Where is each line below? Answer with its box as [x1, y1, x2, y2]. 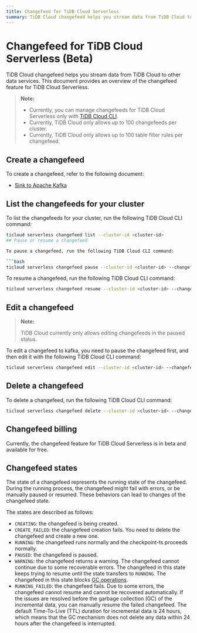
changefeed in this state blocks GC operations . [14, 577, 128, 584]
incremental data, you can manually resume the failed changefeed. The [14, 601, 187, 608]
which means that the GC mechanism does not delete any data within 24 [14, 614, 191, 621]
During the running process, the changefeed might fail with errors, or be [6, 485, 181, 492]
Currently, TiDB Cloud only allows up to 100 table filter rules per [29, 132, 184, 139]
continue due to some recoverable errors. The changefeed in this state [14, 564, 186, 571]
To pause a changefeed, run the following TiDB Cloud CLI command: [6, 248, 175, 254]
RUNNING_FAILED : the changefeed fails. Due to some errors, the [14, 582, 164, 590]
